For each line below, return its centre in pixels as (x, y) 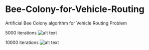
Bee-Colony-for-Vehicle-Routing (75, 9)
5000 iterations (21, 32)
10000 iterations (22, 42)
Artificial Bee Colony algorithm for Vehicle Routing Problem (66, 23)
